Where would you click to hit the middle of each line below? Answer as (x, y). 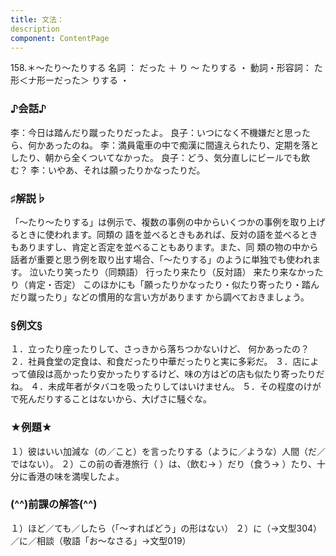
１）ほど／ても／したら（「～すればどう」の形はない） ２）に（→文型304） (166, 528)
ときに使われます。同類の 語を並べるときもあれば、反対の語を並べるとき (168, 234)
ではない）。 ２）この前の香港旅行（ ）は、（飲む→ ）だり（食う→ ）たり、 (163, 463)
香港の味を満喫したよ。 (76, 476)
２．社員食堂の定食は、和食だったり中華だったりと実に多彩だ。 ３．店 (156, 362)
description (35, 29)
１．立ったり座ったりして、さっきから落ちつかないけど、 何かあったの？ (160, 349)
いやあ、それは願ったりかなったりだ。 (126, 170)
